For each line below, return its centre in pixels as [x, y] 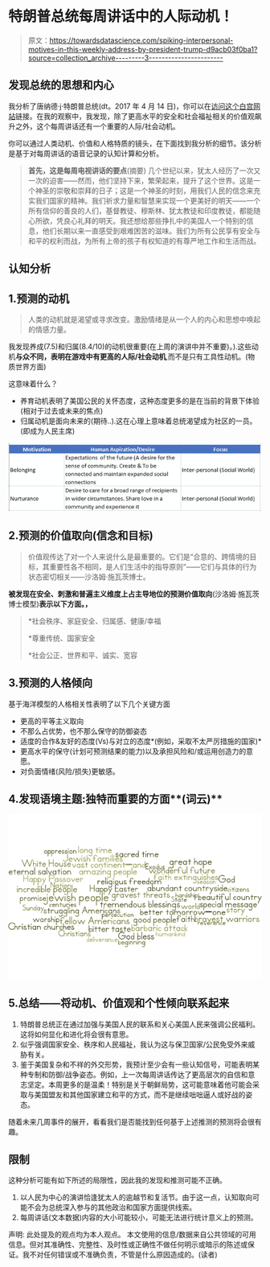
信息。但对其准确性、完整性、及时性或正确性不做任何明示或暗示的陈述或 [128, 1244]
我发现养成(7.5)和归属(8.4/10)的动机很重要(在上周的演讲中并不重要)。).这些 [130, 346]
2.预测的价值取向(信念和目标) [81, 536]
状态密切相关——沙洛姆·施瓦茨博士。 [89, 577]
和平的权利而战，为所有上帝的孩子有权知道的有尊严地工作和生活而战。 [144, 241]
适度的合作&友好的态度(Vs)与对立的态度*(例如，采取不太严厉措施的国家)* [141, 741]
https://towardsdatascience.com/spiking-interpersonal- [141, 40]
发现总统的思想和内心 [61, 85]
